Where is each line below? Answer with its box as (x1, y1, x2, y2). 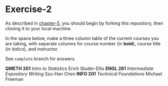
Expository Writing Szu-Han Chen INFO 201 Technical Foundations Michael (5, 70, 162, 76)
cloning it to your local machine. (5, 25, 72, 31)
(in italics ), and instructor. (5, 46, 59, 52)
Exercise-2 (5, 4, 52, 15)
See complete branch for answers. (5, 55, 76, 61)
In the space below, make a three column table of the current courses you (5, 35, 159, 41)
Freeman (5, 76, 24, 82)
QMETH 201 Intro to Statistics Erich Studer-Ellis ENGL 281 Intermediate (5, 65, 154, 71)
